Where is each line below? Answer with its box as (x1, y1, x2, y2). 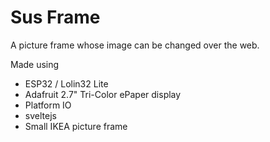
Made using (10, 58, 60, 70)
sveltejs (24, 109, 57, 121)
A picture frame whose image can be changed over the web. (10, 39, 260, 51)
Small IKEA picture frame (24, 120, 128, 132)
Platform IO (24, 99, 72, 111)
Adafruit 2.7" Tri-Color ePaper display (24, 88, 182, 100)
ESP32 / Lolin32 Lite (24, 77, 109, 90)
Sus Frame (10, 6, 101, 29)
